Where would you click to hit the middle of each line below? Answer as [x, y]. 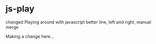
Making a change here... [30, 36]
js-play [20, 9]
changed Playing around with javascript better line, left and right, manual [78, 22]
